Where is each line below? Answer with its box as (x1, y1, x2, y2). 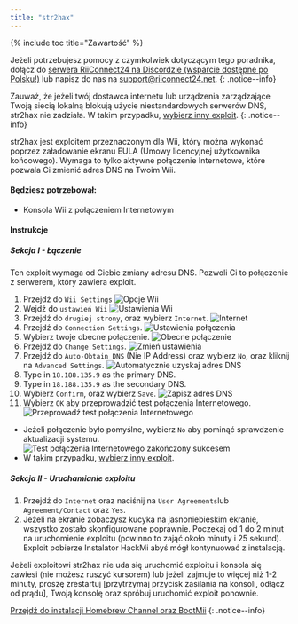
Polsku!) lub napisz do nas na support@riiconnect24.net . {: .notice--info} (10, 73, 277, 84)
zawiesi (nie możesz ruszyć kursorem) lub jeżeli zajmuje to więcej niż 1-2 (10, 569, 278, 580)
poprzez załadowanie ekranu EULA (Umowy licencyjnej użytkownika (10, 146, 261, 156)
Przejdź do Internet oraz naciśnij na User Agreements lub (22, 495, 230, 506)
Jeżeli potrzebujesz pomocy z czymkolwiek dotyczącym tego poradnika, (10, 54, 276, 65)
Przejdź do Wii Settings (22, 294, 114, 304)
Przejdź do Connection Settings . (22, 322, 143, 333)
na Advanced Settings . (22, 360, 105, 371)
